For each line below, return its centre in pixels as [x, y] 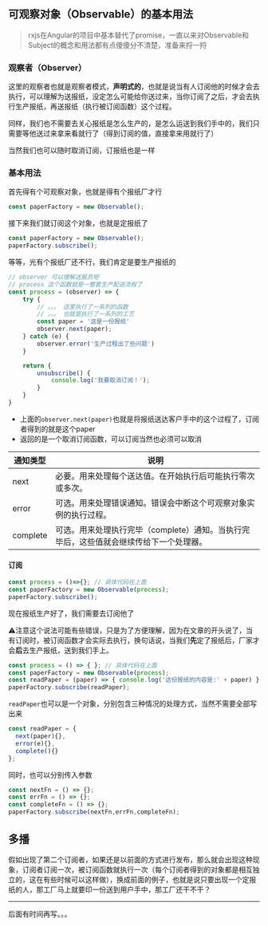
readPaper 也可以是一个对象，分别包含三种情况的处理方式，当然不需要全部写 [133, 703]
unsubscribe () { [64, 373]
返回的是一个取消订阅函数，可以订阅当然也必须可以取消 [110, 439]
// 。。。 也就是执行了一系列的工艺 [86, 314]
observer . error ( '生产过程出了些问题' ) [96, 344]
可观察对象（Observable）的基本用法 [101, 14]
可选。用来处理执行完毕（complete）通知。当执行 [149, 530]
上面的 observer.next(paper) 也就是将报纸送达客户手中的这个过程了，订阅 [139, 419]
